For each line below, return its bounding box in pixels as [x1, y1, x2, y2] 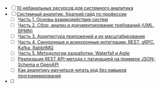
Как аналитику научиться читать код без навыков [17, 67, 127, 73]
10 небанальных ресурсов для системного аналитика [16, 5, 133, 11]
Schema [17, 62, 36, 68]
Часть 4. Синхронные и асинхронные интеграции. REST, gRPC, [17, 39, 155, 45]
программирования [17, 73, 61, 79]
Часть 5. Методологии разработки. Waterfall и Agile [17, 50, 130, 56]
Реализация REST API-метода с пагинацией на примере [17, 56, 140, 62]
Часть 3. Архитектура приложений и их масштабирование [17, 33, 145, 40]
